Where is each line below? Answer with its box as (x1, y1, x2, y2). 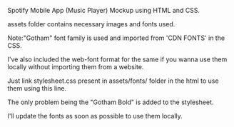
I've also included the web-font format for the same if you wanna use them (7, 55, 228, 63)
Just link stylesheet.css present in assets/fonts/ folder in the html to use (7, 76, 219, 85)
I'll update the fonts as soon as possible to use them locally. (7, 112, 183, 120)
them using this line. (7, 84, 66, 92)
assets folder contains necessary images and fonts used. (7, 20, 175, 28)
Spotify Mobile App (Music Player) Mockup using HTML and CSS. (7, 6, 200, 14)
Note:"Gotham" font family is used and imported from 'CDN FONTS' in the (7, 34, 225, 42)
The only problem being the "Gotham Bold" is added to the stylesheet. (7, 98, 214, 106)
